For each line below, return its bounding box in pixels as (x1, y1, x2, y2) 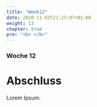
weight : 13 (6, 20, 34, 26)
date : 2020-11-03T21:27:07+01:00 (6, 15, 92, 21)
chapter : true (6, 26, 43, 32)
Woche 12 (6, 52, 36, 60)
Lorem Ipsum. (6, 94, 41, 101)
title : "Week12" (6, 9, 48, 15)
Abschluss (6, 74, 62, 88)
